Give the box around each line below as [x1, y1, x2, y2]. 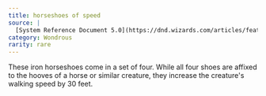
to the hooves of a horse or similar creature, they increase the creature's [8, 71, 245, 80]
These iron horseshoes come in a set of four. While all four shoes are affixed [8, 62, 257, 72]
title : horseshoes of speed [8, 11, 101, 20]
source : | [8, 19, 41, 27]
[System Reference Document [15, 26, 108, 34]
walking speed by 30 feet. [8, 79, 93, 89]
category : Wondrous [8, 33, 73, 42]
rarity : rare [8, 41, 51, 49]
